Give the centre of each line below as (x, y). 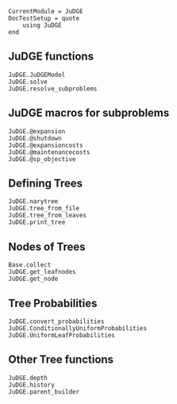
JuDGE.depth (28, 378)
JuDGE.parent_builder (44, 392)
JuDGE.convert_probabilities (56, 321)
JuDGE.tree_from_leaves (48, 215)
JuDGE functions (51, 57)
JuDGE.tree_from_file (44, 209)
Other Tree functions (61, 360)
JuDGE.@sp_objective (42, 159)
